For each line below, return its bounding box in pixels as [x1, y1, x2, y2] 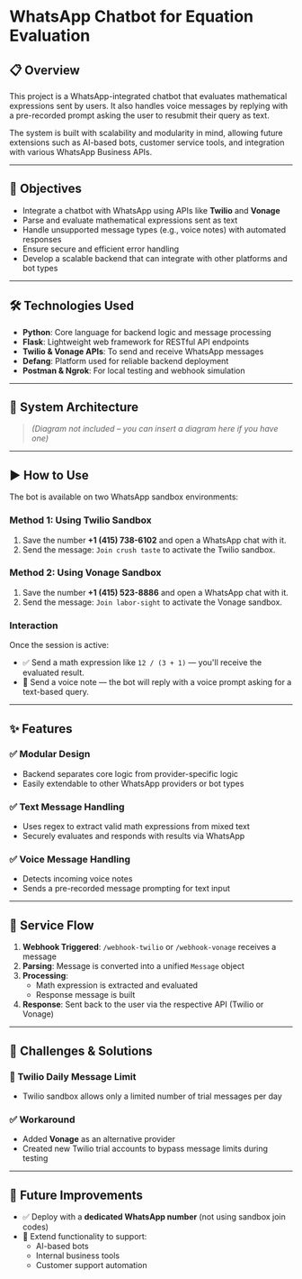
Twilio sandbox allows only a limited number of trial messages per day [22, 1091, 283, 1101]
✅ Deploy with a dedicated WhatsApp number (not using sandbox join [22, 1211, 286, 1222]
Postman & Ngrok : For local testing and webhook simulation [22, 365, 245, 376]
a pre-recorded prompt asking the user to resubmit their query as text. [9, 110, 270, 121]
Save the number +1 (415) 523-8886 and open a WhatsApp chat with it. [22, 587, 289, 598]
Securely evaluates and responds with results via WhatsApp [22, 831, 245, 842]
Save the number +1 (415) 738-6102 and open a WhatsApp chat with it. [22, 534, 287, 545]
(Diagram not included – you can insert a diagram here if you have [31, 424, 279, 434]
